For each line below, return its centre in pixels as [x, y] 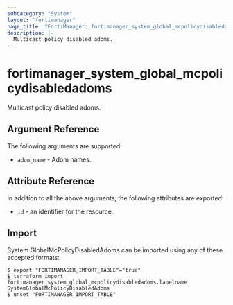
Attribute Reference [51, 181]
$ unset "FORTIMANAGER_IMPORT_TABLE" [62, 294]
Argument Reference [53, 129]
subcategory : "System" [40, 14]
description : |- [31, 33]
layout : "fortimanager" [42, 20]
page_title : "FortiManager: [48, 26]
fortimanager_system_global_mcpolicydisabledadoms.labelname [97, 282]
